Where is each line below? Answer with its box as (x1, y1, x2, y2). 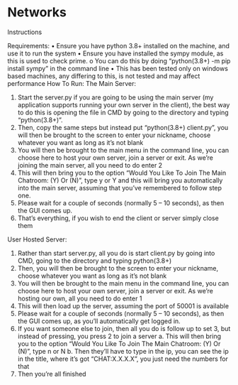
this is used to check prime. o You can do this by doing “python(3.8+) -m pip (7, 56, 231, 65)
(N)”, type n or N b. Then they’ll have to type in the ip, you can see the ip (17, 347, 229, 355)
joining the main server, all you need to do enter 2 (17, 161, 163, 169)
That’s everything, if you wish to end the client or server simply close (17, 214, 220, 222)
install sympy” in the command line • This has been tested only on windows (7, 64, 229, 72)
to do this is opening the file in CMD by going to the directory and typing (17, 108, 229, 116)
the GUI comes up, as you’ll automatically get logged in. (17, 317, 181, 325)
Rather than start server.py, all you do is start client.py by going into (17, 249, 215, 257)
